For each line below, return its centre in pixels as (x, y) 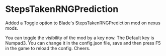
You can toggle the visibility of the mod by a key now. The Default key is (80, 38)
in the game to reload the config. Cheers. (48, 48)
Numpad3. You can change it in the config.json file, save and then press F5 (83, 43)
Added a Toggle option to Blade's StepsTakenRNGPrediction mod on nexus (83, 23)
